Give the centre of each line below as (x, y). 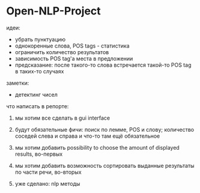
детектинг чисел (36, 94)
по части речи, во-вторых (48, 172)
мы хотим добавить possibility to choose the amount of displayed (97, 147)
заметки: (18, 83)
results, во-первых (39, 154)
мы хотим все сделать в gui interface (62, 118)
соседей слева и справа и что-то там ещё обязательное (87, 136)
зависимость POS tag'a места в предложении (74, 58)
